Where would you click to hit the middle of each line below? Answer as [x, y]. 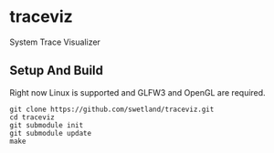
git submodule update [51, 133]
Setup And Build [56, 71]
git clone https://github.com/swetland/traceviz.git [112, 109]
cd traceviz [32, 117]
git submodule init [47, 125]
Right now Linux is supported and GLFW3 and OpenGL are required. [138, 92]
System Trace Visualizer [55, 42]
